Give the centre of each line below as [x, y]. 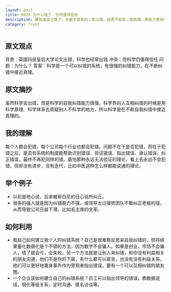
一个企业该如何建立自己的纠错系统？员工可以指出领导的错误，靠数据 [84, 278]
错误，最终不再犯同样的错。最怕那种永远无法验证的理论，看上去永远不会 [85, 159]
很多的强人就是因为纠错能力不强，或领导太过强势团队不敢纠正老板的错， [88, 203]
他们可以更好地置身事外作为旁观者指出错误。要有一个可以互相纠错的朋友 [88, 266]
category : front [22, 24]
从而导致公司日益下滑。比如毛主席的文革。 [57, 209]
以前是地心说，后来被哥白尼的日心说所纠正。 [60, 196]
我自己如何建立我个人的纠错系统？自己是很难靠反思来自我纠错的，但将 [86, 240]
